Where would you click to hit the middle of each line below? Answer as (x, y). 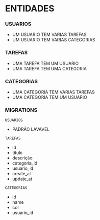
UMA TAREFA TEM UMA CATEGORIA (50, 68)
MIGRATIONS (21, 110)
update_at (22, 179)
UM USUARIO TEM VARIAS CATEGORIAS (54, 40)
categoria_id (25, 163)
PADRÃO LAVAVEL (31, 129)
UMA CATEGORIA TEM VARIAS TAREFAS (53, 92)
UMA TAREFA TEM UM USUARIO (45, 63)
